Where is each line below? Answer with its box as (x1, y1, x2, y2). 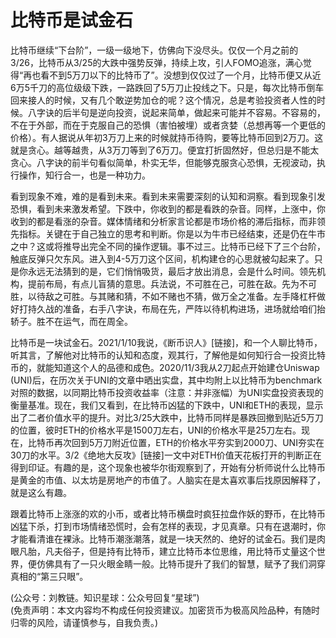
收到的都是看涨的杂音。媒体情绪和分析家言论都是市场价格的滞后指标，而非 (10, 215, 317, 227)
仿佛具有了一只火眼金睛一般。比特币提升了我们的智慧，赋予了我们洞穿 (36, 557, 326, 570)
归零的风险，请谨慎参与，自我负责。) (10, 616, 159, 628)
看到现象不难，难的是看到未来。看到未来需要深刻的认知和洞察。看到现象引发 (10, 190, 326, 202)
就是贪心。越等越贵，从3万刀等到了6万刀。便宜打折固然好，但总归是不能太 (10, 144, 320, 156)
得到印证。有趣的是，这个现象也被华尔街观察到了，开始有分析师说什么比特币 (10, 461, 326, 473)
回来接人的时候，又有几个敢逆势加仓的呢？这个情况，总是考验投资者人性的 (10, 94, 317, 106)
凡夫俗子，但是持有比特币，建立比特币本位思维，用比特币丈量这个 (44, 545, 317, 557)
